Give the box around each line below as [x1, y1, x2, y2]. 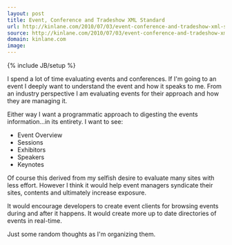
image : [7, 42, 26, 49]
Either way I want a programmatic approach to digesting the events [7, 110, 198, 118]
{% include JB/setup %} [7, 62, 76, 69]
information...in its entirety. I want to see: [7, 118, 123, 125]
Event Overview [17, 131, 63, 139]
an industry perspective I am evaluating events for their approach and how [7, 89, 220, 98]
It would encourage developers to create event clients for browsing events [7, 202, 219, 210]
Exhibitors [17, 146, 46, 154]
